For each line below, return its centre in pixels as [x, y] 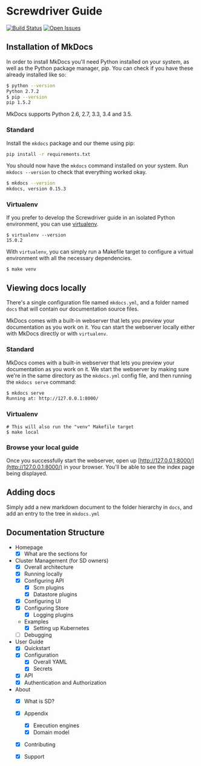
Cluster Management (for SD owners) [62, 560]
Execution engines [56, 725]
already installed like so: [36, 75]
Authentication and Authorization [65, 682]
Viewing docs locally [46, 288]
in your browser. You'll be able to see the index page [129, 467]
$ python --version [31, 86]
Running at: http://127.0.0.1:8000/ [52, 398]
